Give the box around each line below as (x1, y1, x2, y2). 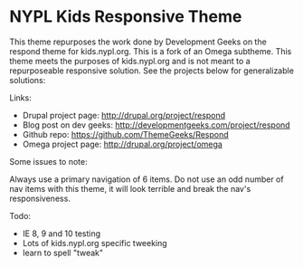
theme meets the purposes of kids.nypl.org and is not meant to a (9, 55, 251, 66)
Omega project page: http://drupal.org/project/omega (22, 138, 223, 149)
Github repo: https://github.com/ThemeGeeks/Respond (22, 129, 229, 139)
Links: (9, 92, 32, 103)
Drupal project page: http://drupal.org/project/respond (22, 110, 226, 120)
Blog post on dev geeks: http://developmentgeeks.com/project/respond (22, 119, 291, 130)
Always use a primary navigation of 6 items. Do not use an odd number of (9, 174, 284, 185)
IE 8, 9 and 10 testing (22, 228, 101, 239)
